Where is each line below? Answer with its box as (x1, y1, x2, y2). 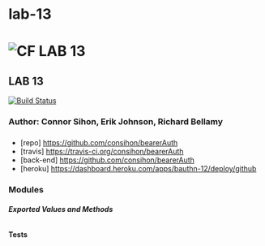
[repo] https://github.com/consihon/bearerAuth (19, 138, 178, 148)
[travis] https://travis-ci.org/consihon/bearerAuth (19, 147, 184, 157)
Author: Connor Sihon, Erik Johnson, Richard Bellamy (8, 116, 224, 127)
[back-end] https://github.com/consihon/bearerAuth (19, 155, 194, 165)
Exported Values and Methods (8, 205, 113, 214)
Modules (8, 184, 45, 196)
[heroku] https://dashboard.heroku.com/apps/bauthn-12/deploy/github (19, 164, 257, 174)
